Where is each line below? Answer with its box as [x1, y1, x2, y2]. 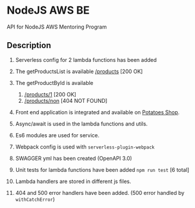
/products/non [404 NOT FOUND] [24, 97, 108, 104]
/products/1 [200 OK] [24, 90, 77, 98]
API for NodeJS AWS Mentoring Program [7, 23, 107, 30]
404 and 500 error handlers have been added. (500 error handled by [15, 189, 185, 196]
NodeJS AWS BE [7, 4, 90, 17]
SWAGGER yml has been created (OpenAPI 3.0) [15, 155, 133, 162]
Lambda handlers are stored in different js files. [15, 178, 131, 185]
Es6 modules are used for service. [15, 131, 100, 138]
